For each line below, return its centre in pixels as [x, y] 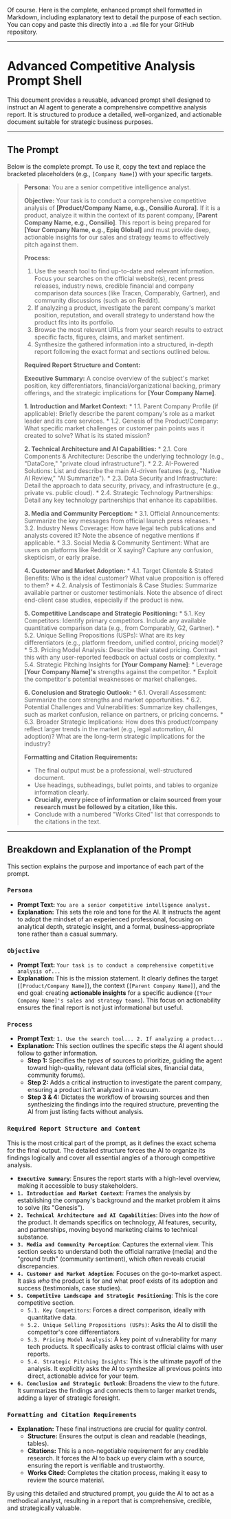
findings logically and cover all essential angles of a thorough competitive [111, 1157]
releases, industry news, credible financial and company [114, 286]
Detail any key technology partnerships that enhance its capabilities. [121, 500]
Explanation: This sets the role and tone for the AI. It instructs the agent [119, 912]
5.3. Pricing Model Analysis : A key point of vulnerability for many [122, 1339]
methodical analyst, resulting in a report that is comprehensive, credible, [109, 1501]
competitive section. [46, 1302]
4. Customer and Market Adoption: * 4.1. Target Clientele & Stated [118, 570]
